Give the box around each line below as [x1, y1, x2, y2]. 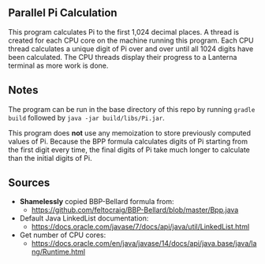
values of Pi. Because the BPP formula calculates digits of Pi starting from [8, 136, 248, 146]
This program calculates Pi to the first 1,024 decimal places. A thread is [8, 27, 239, 36]
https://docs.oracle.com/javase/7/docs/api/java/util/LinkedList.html [31, 222, 250, 232]
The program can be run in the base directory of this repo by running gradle [8, 104, 256, 113]
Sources [8, 177, 50, 190]
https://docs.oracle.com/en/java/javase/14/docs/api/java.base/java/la [31, 239, 257, 248]
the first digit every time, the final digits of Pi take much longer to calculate [8, 145, 250, 154]
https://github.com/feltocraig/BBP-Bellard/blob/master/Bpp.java [31, 205, 239, 215]
